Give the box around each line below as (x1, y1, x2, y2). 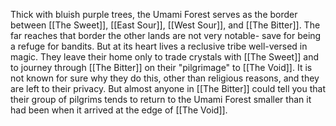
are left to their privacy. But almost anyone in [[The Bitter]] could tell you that (10, 83, 326, 94)
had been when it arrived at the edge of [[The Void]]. (10, 104, 228, 116)
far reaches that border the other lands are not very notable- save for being (10, 30, 322, 41)
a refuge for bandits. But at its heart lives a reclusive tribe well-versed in (10, 40, 308, 52)
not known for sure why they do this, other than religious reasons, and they (10, 72, 320, 84)
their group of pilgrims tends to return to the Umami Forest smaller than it (10, 94, 312, 105)
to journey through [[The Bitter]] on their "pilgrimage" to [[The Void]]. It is (10, 62, 313, 73)
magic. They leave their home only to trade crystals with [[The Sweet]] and (10, 51, 320, 63)
